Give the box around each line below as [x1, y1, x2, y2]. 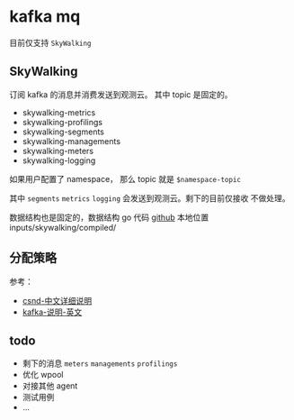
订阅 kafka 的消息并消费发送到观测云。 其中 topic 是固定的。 [9, 88, 233, 100]
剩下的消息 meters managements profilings [22, 358, 178, 369]
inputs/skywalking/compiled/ [9, 222, 117, 233]
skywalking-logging [22, 155, 96, 166]
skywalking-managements [22, 135, 121, 146]
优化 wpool [22, 370, 64, 380]
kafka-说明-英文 [22, 306, 83, 317]
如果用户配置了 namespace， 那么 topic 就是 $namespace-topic [9, 173, 241, 184]
